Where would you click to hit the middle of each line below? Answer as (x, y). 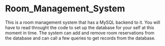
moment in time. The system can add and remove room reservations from (80, 33)
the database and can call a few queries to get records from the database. (81, 38)
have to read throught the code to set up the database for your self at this (80, 27)
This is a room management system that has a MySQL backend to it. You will (83, 22)
